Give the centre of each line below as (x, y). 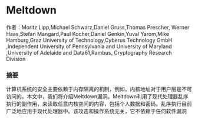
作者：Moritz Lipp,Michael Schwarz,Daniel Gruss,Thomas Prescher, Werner (98, 27)
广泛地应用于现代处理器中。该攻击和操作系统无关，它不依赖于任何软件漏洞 (96, 111)
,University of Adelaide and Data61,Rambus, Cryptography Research (89, 52)
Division (16, 59)
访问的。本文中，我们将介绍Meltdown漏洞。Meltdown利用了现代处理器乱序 (97, 96)
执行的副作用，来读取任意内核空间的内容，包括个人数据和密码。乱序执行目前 (99, 104)
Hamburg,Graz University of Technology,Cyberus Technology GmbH (89, 40)
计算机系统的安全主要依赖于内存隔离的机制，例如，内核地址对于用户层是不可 (99, 89)
